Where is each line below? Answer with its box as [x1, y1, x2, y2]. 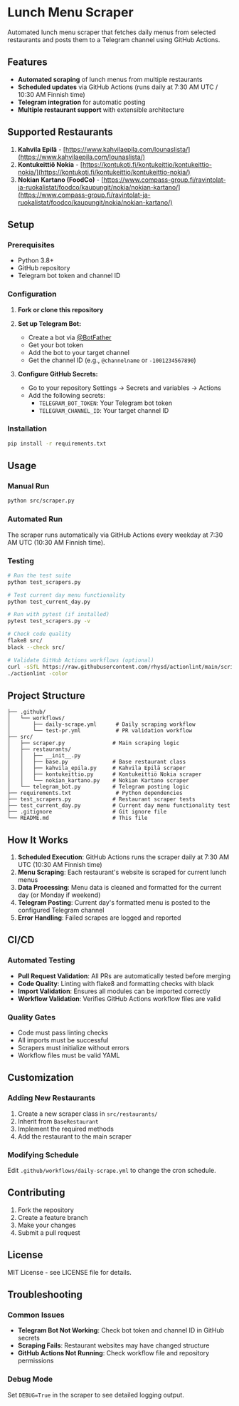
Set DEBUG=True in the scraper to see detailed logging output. [7, 1390, 185, 1399]
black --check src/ [7, 643, 65, 651]
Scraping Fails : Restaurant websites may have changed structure [17, 1341, 210, 1350]
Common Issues [7, 1310, 65, 1320]
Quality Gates [7, 1012, 55, 1022]
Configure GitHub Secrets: [17, 369, 98, 378]
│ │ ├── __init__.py [7, 752, 81, 759]
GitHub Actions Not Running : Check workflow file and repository [17, 1349, 210, 1358]
